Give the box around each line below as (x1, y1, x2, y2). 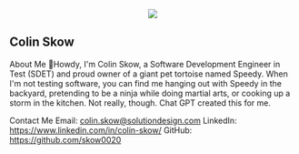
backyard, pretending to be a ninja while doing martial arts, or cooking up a (9, 87, 291, 98)
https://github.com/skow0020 (9, 134, 122, 145)
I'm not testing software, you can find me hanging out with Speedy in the (9, 77, 282, 88)
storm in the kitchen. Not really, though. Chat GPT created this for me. (9, 97, 271, 108)
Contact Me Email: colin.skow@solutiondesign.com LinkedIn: (9, 115, 238, 126)
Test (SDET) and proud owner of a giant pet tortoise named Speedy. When (9, 68, 288, 79)
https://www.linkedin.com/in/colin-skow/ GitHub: (9, 124, 193, 136)
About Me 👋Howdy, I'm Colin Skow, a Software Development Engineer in (9, 58, 281, 69)
